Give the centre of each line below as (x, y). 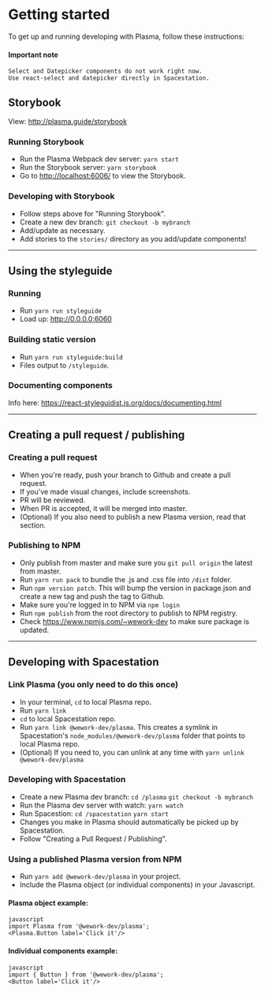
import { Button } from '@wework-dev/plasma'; (86, 974)
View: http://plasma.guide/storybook (68, 121)
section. (33, 525)
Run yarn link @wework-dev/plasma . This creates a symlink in (119, 727)
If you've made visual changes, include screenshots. (105, 491)
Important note (34, 55)
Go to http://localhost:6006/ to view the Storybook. (103, 176)
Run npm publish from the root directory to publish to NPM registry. (129, 613)
